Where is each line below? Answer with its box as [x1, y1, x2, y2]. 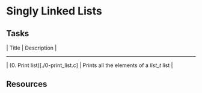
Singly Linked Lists [6, 4, 102, 18]
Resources [6, 79, 47, 89]
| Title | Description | [6, 44, 57, 51]
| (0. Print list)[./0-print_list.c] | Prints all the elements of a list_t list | [6, 62, 173, 69]
